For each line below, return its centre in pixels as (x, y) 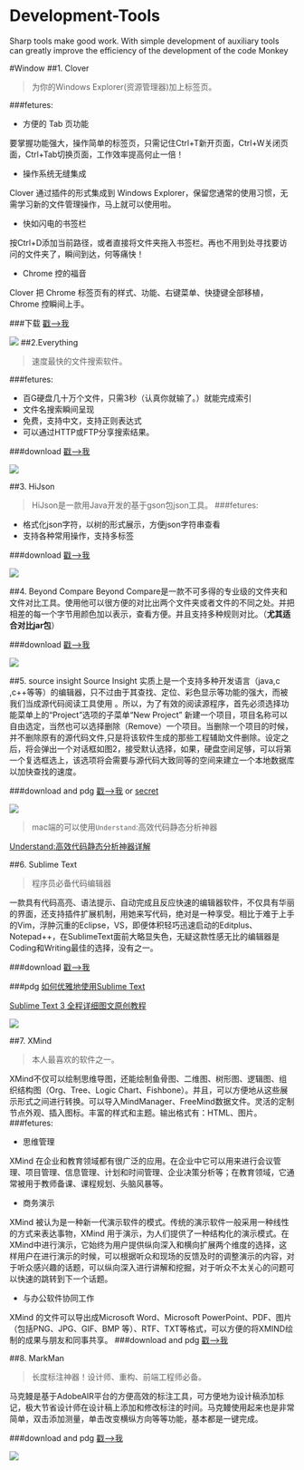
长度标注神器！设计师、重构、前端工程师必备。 (119, 1377)
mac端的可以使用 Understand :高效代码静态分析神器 (124, 827)
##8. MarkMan (37, 1358)
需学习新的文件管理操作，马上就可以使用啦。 (93, 204)
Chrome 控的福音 (55, 273)
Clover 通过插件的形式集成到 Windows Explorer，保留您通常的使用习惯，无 (149, 192)
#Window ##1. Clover (49, 68)
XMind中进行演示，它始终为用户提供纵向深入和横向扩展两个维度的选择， (144, 1244)
